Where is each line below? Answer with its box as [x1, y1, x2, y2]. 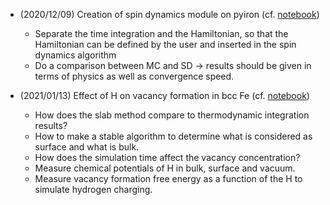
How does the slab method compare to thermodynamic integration [34, 109, 310, 121]
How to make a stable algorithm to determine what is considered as [34, 130, 313, 142]
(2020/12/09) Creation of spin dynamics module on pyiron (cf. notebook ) [19, 9, 320, 20]
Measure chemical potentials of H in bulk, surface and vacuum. [34, 162, 296, 174]
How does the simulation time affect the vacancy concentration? [34, 152, 301, 163]
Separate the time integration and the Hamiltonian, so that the [34, 28, 289, 39]
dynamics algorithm [34, 49, 117, 61]
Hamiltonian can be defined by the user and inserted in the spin [34, 39, 297, 50]
